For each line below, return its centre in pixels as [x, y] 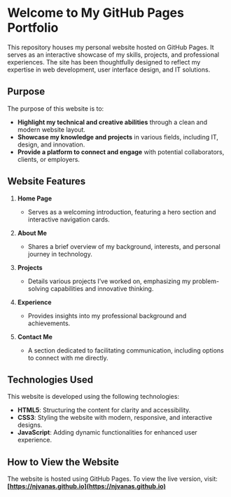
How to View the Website [63, 462]
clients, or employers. [49, 159]
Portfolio [33, 28]
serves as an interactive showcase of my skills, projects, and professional [113, 55]
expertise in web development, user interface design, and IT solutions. [109, 69]
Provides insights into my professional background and [107, 315]
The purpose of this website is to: [56, 108]
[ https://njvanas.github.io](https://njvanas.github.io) [87, 486]
